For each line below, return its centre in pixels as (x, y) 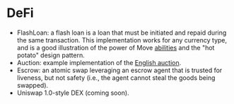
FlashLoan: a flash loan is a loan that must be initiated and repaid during (122, 33)
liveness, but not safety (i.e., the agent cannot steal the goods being (116, 77)
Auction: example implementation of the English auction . (99, 62)
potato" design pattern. (51, 55)
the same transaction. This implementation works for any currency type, (122, 40)
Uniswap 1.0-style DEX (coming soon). (73, 93)
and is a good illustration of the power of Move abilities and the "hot (116, 47)
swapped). (33, 85)
